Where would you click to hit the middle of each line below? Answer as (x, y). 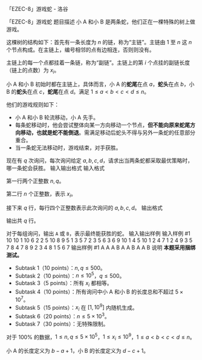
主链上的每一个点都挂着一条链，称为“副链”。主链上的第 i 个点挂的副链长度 (98, 63)
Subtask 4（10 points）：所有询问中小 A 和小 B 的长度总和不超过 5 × (99, 292)
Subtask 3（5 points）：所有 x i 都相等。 (64, 284)
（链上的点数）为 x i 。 (33, 71)
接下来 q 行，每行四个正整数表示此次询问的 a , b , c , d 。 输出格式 (85, 208)
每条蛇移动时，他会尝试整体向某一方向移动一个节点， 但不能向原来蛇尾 (103, 125)
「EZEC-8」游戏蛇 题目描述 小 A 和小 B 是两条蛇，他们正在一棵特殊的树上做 (101, 22)
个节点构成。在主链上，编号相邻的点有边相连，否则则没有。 (80, 50)
